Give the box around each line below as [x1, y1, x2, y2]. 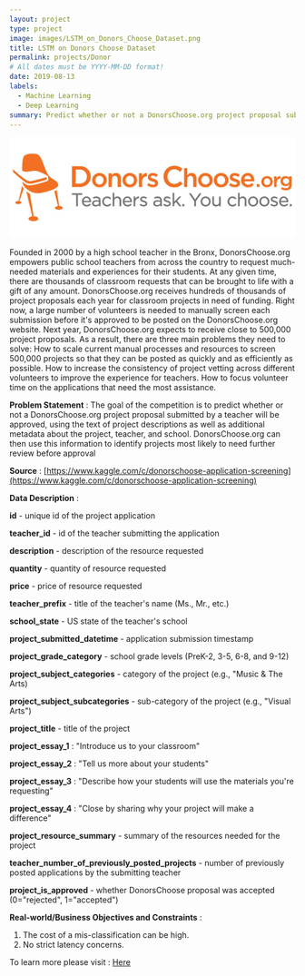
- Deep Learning [17, 101, 79, 110]
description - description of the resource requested [9, 546, 204, 557]
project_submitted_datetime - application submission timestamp [9, 634, 254, 645]
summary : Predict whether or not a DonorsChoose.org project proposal [9, 110, 282, 120]
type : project [9, 24, 64, 34]
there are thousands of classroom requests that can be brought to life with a [9, 276, 294, 287]
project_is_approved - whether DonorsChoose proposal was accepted [9, 885, 275, 896]
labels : [9, 82, 39, 91]
